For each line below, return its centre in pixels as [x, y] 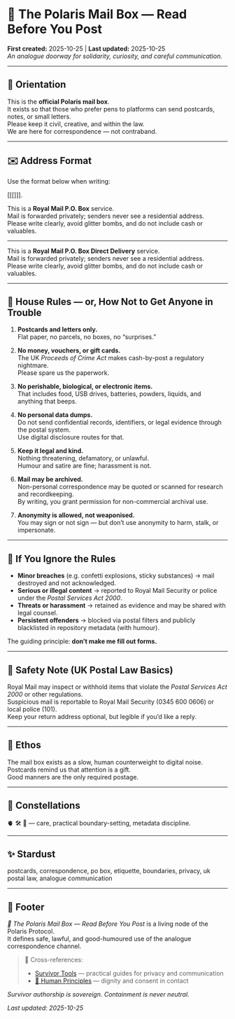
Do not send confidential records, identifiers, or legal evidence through [120, 423]
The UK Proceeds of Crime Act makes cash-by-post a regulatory [111, 358]
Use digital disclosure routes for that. [71, 437]
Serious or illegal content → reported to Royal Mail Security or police [117, 591]
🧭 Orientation [37, 84]
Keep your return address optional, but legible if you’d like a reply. [102, 717]
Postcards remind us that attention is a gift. [69, 770]
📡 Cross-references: [54, 960]
